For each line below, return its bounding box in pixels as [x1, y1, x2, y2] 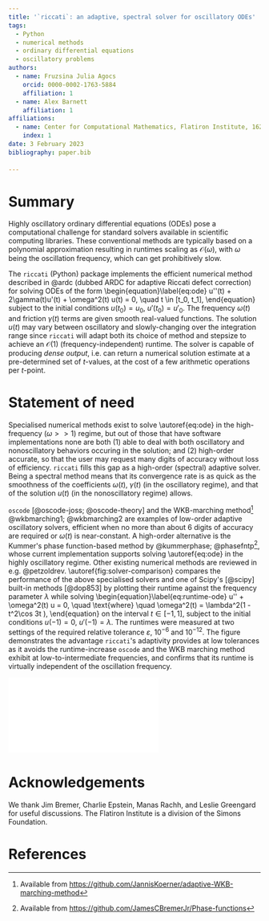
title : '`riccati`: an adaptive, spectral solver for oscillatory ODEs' [8, 13, 256, 21]
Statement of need [8, 393, 134, 412]
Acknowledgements [8, 773, 146, 792]
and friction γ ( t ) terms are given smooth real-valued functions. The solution [8, 314, 257, 324]
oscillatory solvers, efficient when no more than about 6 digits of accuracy [8, 522, 254, 532]
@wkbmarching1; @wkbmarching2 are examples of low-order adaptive [8, 514, 243, 524]
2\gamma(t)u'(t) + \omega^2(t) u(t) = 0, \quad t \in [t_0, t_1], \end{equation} [8, 295, 256, 304]
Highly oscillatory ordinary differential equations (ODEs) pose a [8, 219, 216, 229]
